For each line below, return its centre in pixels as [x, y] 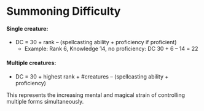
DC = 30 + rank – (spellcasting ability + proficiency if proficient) [96, 42]
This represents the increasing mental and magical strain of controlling [96, 95]
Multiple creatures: [31, 63]
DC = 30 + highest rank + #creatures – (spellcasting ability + [92, 76]
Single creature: [27, 28]
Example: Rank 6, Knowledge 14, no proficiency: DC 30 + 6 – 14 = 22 [111, 49]
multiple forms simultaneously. [45, 101]
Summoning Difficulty [64, 11]
